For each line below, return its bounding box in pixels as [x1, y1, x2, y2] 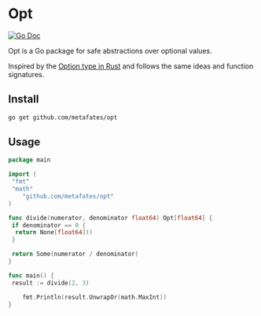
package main [8, 156, 51, 164]
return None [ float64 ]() [15, 229, 93, 236]
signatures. [8, 69, 45, 79]
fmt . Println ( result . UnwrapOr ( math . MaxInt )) [22, 293, 167, 301]
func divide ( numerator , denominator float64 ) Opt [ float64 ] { [8, 214, 213, 221]
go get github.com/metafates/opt [8, 113, 118, 121]
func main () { [8, 271, 55, 280]
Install [8, 92, 39, 106]
